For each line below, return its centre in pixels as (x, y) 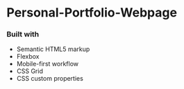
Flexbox (28, 57)
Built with (23, 34)
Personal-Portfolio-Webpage (92, 13)
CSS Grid (30, 71)
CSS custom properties (50, 79)
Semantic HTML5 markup (53, 49)
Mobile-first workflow (48, 64)
